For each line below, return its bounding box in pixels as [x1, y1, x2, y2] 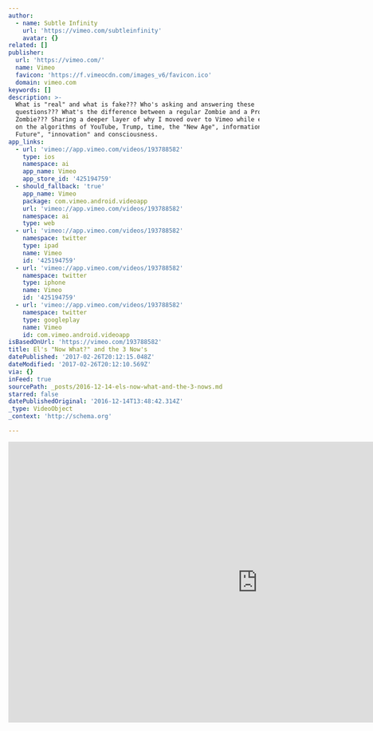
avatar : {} [22, 34, 59, 42]
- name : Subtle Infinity [15, 19, 98, 27]
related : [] [8, 41, 48, 49]
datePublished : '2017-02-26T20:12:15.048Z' [8, 353, 155, 362]
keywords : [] [8, 85, 52, 94]
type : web [22, 219, 56, 227]
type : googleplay [22, 316, 80, 324]
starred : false [8, 390, 59, 398]
